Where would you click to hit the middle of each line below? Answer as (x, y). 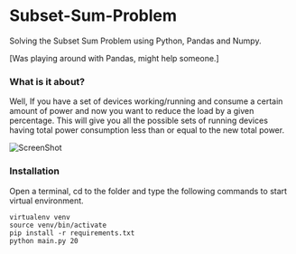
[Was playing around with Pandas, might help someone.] (114, 58)
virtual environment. (46, 201)
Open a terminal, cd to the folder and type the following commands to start (148, 191)
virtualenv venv (40, 217)
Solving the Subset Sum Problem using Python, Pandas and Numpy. (135, 41)
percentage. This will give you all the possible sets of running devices (139, 121)
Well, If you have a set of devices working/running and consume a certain (146, 101)
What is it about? (47, 81)
